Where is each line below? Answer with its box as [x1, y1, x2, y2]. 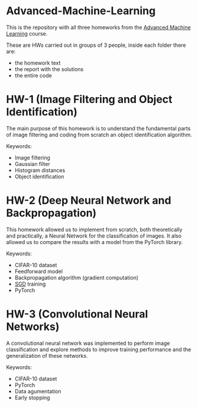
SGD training [14, 280, 46, 287]
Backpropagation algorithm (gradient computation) [14, 274, 139, 281]
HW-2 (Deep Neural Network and [6, 194, 171, 207]
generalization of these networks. [6, 352, 88, 359]
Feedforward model [14, 268, 63, 275]
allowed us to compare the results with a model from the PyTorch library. [6, 238, 183, 245]
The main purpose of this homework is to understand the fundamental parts [6, 124, 191, 132]
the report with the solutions [14, 65, 84, 72]
